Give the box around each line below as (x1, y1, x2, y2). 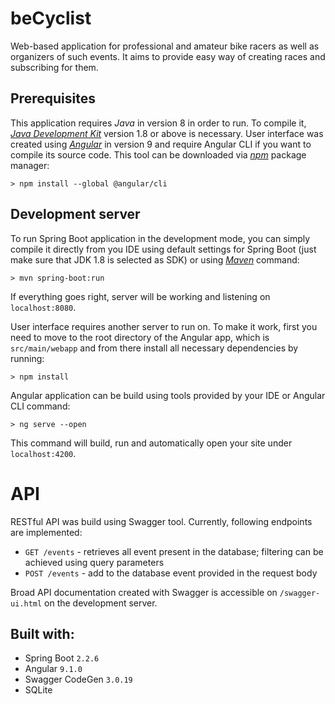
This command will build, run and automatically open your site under (10, 437, 293, 449)
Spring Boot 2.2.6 (24, 652, 100, 664)
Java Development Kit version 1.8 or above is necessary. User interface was (10, 127, 324, 139)
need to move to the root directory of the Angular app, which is (10, 331, 270, 343)
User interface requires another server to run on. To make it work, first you (10, 320, 318, 332)
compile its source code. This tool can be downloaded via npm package (10, 148, 307, 161)
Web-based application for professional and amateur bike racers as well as (10, 40, 320, 52)
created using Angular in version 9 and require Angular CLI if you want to (10, 138, 312, 150)
